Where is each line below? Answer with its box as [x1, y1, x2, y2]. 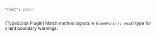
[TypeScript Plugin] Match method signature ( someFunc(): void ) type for [5, 20, 152, 26]
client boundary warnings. [5, 25, 58, 31]
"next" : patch [5, 7, 34, 12]
